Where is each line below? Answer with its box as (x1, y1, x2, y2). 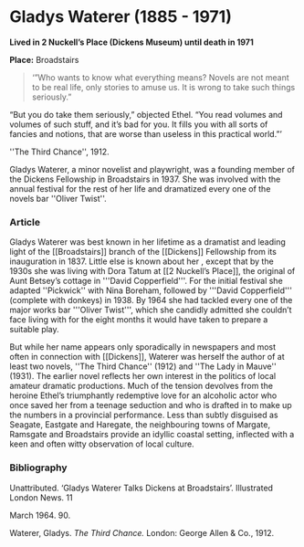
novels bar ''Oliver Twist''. (9, 193, 107, 204)
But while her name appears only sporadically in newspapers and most (9, 342, 277, 352)
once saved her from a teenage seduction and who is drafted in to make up (9, 400, 292, 411)
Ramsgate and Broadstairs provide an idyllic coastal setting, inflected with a (9, 429, 295, 440)
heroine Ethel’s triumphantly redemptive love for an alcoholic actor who (9, 390, 278, 401)
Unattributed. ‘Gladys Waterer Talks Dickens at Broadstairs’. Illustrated (9, 482, 274, 493)
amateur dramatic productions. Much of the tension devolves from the (9, 381, 274, 392)
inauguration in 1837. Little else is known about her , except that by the (9, 256, 274, 267)
